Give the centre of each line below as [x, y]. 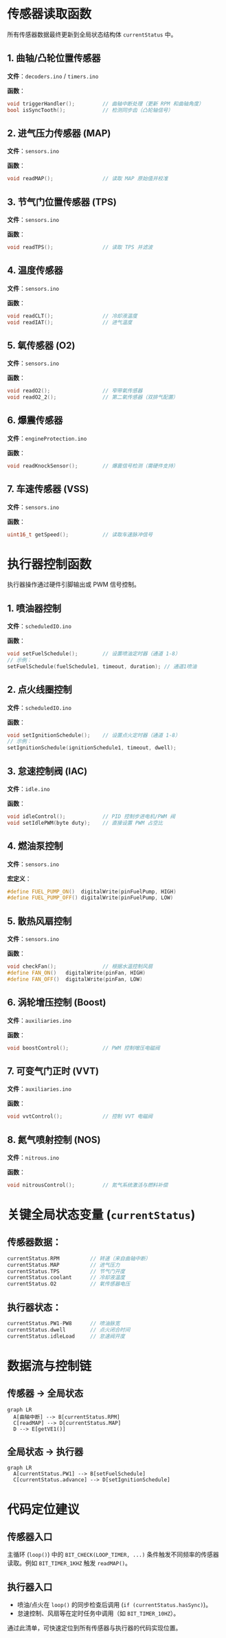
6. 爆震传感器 [35, 420]
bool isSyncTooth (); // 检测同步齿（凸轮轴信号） [90, 110]
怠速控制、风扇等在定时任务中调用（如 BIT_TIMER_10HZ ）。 [98, 1613]
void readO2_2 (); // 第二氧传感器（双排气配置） [93, 397]
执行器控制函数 [49, 564]
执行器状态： [34, 1307]
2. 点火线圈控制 [39, 690]
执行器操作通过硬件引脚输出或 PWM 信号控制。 [74, 584]
